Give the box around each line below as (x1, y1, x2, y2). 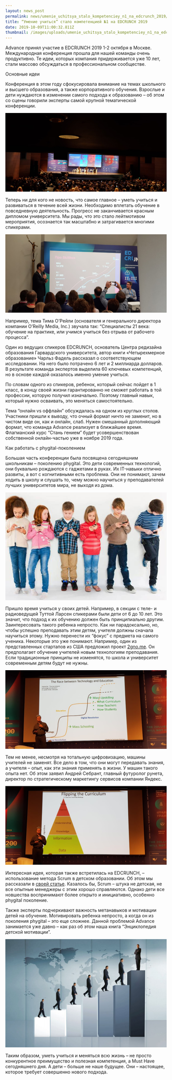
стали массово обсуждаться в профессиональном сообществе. (5, 61, 146, 67)
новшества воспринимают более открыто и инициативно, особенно (5, 892, 155, 898)
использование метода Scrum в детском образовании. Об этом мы (5, 875, 153, 881)
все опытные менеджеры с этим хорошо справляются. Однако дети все (5, 886, 165, 892)
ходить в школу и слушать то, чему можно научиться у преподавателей (5, 477, 164, 483)
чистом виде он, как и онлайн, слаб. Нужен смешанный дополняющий (5, 419, 160, 425)
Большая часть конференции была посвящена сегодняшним (5, 455, 138, 461)
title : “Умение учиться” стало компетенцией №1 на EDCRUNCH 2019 (5, 19, 147, 24)
